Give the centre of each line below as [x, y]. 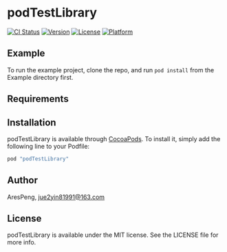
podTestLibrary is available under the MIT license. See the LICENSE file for [113, 235]
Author [22, 180]
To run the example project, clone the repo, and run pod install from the [111, 70]
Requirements [38, 99]
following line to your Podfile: [48, 146]
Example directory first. [40, 77]
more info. [22, 242]
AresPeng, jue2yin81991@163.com [56, 197]
